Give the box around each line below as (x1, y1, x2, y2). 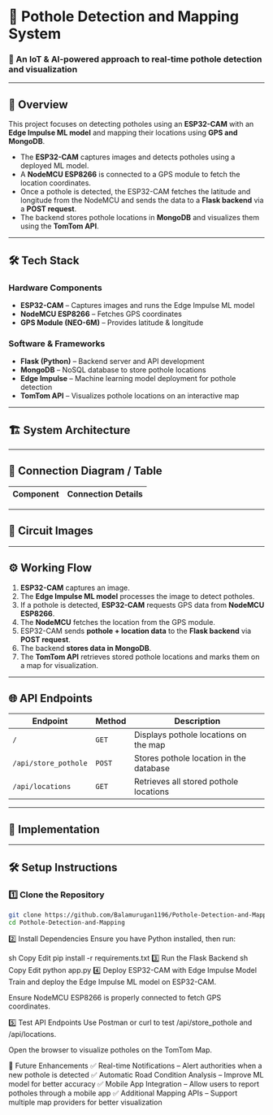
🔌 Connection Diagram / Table (8, 464, 162, 478)
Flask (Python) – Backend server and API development (19, 357, 205, 367)
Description (174, 715, 221, 727)
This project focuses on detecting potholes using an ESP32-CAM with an (8, 119, 254, 129)
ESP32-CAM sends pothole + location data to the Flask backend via (19, 626, 252, 636)
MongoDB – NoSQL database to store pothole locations (19, 365, 206, 375)
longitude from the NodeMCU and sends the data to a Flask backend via (19, 195, 264, 206)
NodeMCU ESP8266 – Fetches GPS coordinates (19, 309, 183, 319)
